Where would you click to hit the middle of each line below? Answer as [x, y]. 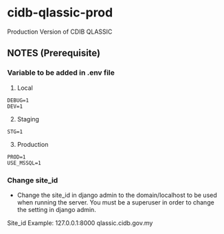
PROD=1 [16, 157]
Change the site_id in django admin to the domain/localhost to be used [117, 195]
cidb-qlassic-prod [60, 13]
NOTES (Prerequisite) [54, 53]
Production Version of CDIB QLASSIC [60, 32]
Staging [28, 119]
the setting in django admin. [56, 209]
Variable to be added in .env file [61, 73]
